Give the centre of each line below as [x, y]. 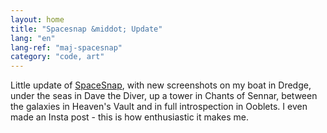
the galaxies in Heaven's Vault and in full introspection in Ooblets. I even [159, 107]
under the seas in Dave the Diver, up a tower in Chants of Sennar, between [164, 96]
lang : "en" [33, 38]
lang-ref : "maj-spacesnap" [66, 47]
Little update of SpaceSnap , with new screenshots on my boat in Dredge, [161, 85]
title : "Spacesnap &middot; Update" [86, 29]
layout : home [37, 19]
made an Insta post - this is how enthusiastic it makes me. [129, 117]
